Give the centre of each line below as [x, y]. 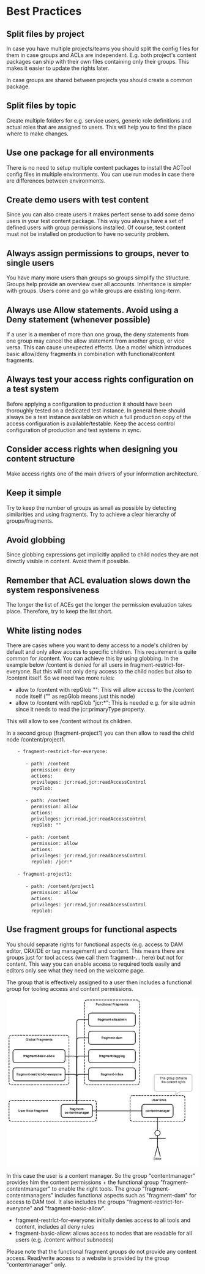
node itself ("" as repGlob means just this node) [75, 696]
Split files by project [45, 34]
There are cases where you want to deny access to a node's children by [97, 645]
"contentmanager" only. [36, 1264]
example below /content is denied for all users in [68, 665]
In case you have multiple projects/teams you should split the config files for [102, 48]
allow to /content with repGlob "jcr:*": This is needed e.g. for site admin [105, 702]
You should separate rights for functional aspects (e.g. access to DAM [95, 944]
